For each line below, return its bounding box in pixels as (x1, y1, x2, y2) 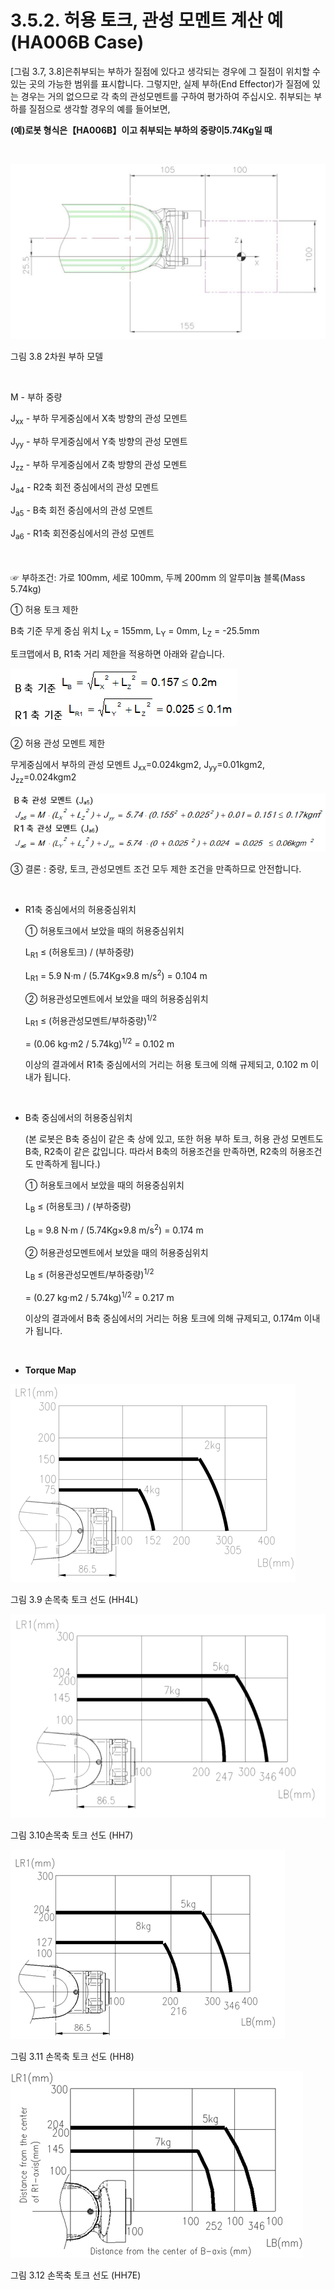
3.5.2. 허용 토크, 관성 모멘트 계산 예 (10, 9, 284, 32)
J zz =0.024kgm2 (10, 771, 77, 786)
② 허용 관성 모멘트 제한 (10, 737, 106, 749)
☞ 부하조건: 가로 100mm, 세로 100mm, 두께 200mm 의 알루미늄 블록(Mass (10, 571, 306, 583)
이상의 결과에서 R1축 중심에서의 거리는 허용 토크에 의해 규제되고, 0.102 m (24, 1058, 309, 1070)
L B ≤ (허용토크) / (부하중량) (24, 1200, 132, 1215)
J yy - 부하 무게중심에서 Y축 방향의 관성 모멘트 (10, 435, 188, 450)
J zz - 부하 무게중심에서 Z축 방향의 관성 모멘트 (10, 458, 188, 473)
